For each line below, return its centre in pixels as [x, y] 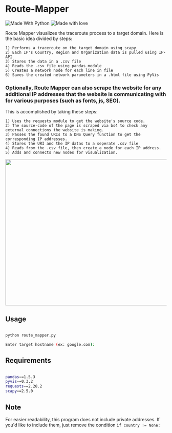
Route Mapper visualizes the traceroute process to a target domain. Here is [84, 33]
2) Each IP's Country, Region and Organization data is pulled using [81, 52]
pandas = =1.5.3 [20, 377]
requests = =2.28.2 [24, 386]
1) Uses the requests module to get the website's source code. [75, 121]
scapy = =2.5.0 [19, 391]
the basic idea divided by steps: [39, 38]
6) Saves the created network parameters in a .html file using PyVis [82, 75]
